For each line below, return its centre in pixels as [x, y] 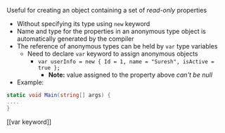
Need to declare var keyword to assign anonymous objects [112, 53]
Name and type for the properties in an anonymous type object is [111, 31]
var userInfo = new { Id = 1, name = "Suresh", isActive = [126, 62]
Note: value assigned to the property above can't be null [130, 75]
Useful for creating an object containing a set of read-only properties [107, 10]
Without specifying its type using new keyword [83, 24]
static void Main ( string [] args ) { [59, 95]
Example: [30, 82]
